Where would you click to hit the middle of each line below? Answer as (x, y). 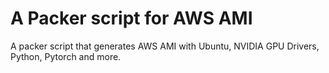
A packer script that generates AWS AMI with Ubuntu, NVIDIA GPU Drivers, (165, 46)
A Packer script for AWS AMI (131, 18)
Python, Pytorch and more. (66, 56)
